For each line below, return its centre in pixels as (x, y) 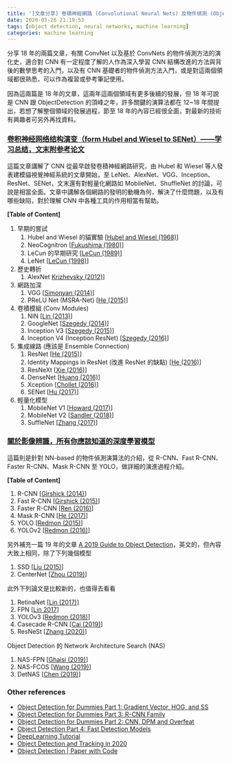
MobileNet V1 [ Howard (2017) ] (70, 408)
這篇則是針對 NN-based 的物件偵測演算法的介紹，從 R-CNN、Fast (101, 458)
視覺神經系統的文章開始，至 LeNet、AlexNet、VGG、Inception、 (122, 174)
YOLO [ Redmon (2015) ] (50, 523)
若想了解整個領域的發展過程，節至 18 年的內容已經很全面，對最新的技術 (120, 111)
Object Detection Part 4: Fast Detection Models (84, 729)
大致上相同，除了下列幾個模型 (49, 553)
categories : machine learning (51, 33)
